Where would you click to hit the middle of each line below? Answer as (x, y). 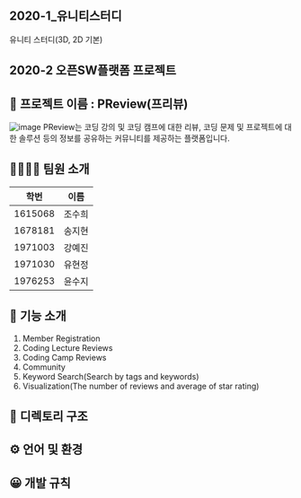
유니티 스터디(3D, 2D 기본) (56, 39)
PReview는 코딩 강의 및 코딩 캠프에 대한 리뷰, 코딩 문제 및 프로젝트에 (163, 127)
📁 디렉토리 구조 (49, 417)
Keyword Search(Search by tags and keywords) (111, 376)
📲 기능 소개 (38, 316)
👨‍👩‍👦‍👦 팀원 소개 (49, 169)
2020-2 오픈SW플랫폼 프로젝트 (93, 70)
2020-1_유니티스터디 (66, 16)
